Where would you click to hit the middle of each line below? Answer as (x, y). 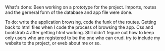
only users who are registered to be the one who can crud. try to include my (83, 38)
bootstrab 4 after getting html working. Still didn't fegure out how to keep (80, 32)
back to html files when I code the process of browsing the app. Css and (79, 27)
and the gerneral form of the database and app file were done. (69, 12)
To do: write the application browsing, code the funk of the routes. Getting (81, 22)
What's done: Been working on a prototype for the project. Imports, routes (81, 7)
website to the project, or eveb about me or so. (53, 43)
